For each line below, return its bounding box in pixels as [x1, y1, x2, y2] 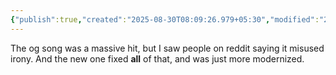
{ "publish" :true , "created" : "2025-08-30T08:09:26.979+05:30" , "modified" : [10, 14, 320, 25]
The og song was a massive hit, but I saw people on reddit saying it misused [10, 42, 325, 54]
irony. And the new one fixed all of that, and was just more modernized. [10, 52, 305, 65]
